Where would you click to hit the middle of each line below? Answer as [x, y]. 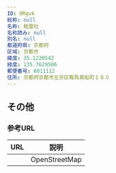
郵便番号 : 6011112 [31, 71]
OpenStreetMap [56, 160]
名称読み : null [27, 33]
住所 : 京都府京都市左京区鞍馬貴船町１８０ [59, 77]
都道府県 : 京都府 [28, 45]
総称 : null [21, 20]
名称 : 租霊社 [23, 26]
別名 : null [21, 39]
